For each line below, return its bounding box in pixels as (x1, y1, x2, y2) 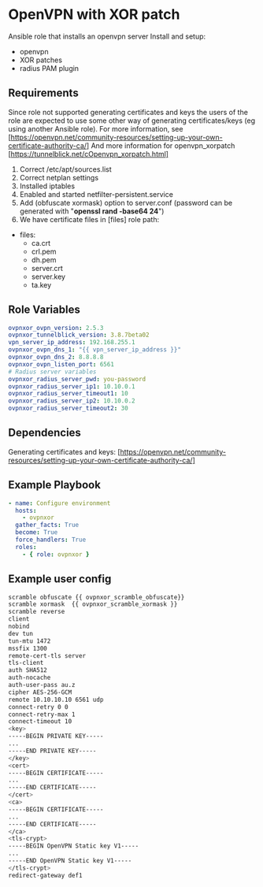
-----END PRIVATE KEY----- (8, 747, 97, 755)
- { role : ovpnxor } (22, 550, 90, 559)
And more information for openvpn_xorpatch (91, 140, 235, 150)
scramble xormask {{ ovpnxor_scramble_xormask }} (8, 600, 178, 608)
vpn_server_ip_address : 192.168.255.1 (8, 339, 135, 347)
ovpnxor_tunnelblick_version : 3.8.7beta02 (8, 331, 150, 340)
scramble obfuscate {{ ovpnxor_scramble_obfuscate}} (8, 593, 185, 601)
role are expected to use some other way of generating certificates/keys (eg (8, 116, 256, 125)
